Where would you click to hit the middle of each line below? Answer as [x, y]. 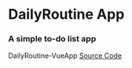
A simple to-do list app [52, 39]
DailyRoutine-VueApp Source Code [65, 55]
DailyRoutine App [66, 14]
